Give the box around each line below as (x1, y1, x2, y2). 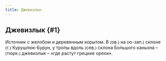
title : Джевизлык (5, 7, 42, 12)
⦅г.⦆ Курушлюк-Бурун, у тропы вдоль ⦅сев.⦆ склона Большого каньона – (5, 44, 158, 50)
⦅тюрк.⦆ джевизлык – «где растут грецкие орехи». (5, 50, 113, 56)
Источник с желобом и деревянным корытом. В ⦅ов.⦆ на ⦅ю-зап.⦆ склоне (5, 39, 161, 45)
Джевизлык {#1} (5, 26, 61, 34)
